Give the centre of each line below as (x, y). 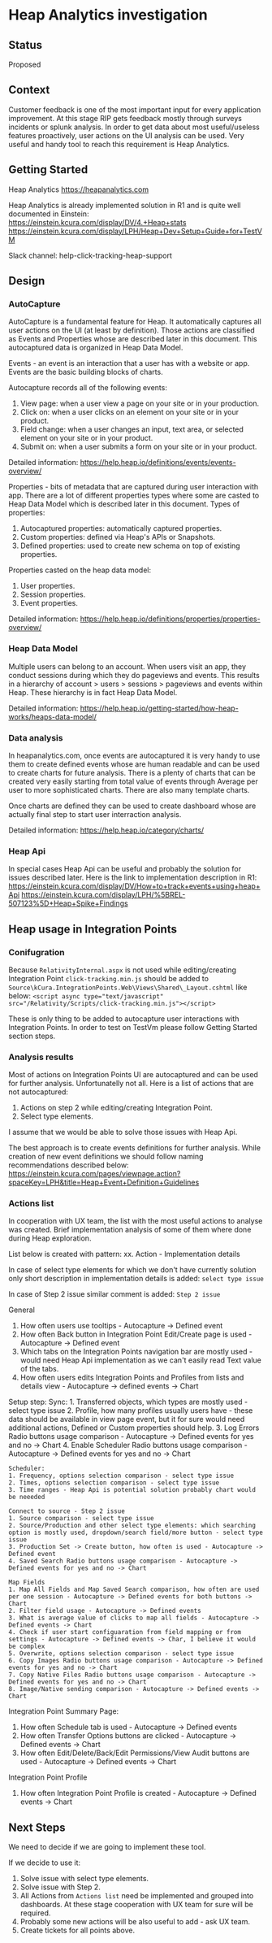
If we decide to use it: (45, 1863)
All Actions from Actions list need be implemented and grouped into (137, 1896)
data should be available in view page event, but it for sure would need (127, 1419)
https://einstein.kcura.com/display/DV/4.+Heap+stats (97, 222)
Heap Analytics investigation (108, 15)
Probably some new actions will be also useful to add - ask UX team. (135, 1922)
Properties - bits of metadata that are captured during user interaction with (134, 487)
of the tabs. (39, 1369)
